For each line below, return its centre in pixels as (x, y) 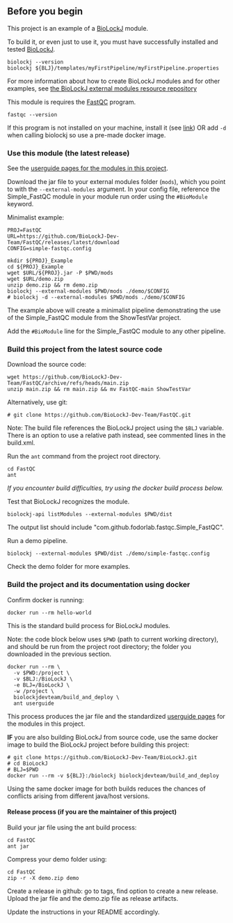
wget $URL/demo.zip (35, 279)
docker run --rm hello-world (49, 613)
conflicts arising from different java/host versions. (79, 796)
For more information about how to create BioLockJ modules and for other (114, 81)
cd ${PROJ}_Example (35, 267)
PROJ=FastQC (24, 230)
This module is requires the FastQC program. (72, 102)
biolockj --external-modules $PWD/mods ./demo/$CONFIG (88, 291)
